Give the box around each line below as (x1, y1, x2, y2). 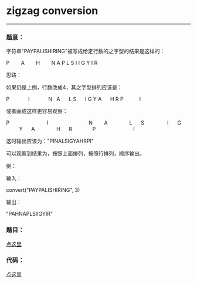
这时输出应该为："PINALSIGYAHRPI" (6, 137, 94, 144)
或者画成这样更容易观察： (6, 108, 68, 115)
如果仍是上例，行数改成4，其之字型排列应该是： (6, 84, 123, 91)
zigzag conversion (6, 4, 98, 18)
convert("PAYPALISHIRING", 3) (6, 187, 80, 194)
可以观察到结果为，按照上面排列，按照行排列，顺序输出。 (6, 150, 145, 157)
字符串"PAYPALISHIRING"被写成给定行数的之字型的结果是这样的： (6, 48, 165, 55)
